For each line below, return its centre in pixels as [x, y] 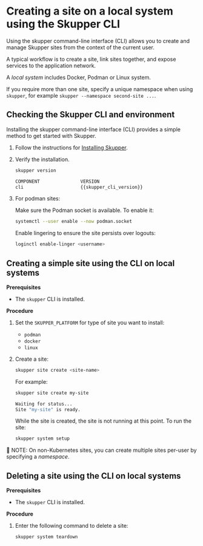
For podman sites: [38, 199]
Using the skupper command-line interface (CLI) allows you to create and [98, 41]
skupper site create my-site [52, 393]
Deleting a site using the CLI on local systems [94, 476]
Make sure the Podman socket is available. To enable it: [84, 210]
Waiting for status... [44, 404]
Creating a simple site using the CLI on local [91, 263]
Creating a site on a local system [90, 11]
